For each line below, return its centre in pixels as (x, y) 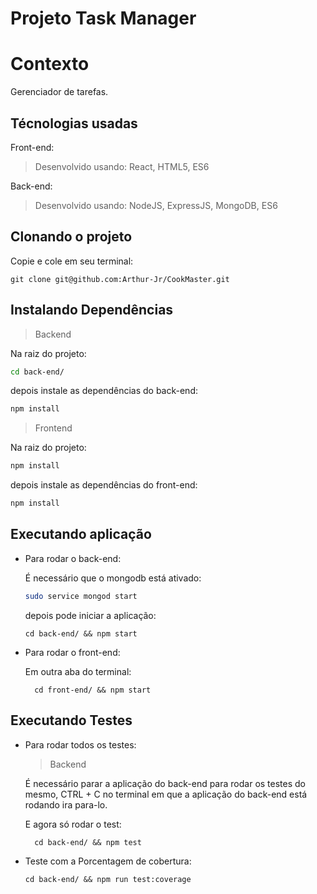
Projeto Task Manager (103, 18)
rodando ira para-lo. (66, 804)
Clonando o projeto (71, 237)
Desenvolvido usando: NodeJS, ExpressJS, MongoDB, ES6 (156, 205)
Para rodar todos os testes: (80, 744)
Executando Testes (71, 720)
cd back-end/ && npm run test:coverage (108, 879)
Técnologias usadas (74, 123)
